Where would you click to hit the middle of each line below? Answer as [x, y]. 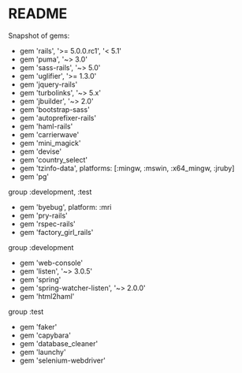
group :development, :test [50, 192]
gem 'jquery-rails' [48, 84]
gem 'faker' [38, 326]
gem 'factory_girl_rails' [56, 232]
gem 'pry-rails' [44, 215]
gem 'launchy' [43, 352]
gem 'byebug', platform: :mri [65, 207]
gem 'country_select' [54, 159]
